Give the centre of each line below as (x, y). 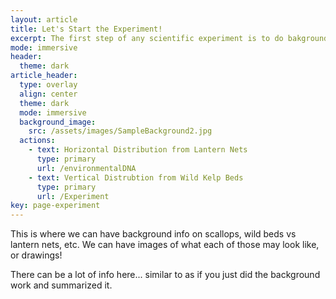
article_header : (44, 76)
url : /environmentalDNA (86, 168)
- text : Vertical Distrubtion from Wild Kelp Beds (136, 177)
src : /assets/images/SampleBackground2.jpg (120, 131)
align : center (48, 94)
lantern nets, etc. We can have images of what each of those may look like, (165, 245)
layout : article (44, 19)
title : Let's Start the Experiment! (86, 29)
